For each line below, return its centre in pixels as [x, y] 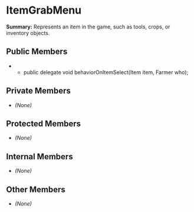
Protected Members [44, 123]
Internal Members [40, 157]
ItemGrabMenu [44, 10]
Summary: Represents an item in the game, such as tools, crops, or [88, 27]
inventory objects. [28, 33]
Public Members [37, 52]
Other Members [36, 189]
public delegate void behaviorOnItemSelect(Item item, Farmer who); [106, 72]
